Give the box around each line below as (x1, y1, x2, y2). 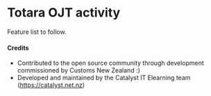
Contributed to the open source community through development (17, 59, 205, 67)
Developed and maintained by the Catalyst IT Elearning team (17, 74, 191, 82)
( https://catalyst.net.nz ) (17, 81, 85, 89)
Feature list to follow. (7, 28, 67, 36)
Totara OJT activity (7, 5, 121, 21)
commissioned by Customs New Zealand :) (17, 66, 141, 75)
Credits (7, 44, 29, 52)
